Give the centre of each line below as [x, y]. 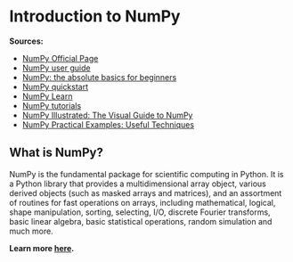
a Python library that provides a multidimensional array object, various [138, 184]
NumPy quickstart [55, 86]
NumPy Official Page [60, 58]
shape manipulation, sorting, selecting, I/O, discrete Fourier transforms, [140, 212]
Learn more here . [42, 248]
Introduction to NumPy [95, 16]
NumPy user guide [56, 68]
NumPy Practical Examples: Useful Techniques [108, 124]
